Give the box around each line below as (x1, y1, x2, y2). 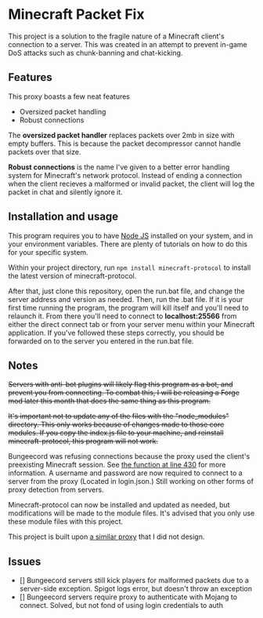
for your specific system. (8, 247, 88, 256)
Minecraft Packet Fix (8, 5, 145, 24)
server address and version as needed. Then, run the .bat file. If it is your (8, 294, 243, 304)
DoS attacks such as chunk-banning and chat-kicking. (8, 48, 183, 57)
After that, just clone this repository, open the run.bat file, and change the (8, 286, 245, 296)
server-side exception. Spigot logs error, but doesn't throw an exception (19, 584, 253, 594)
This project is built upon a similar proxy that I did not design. (8, 532, 205, 542)
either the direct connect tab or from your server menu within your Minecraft (8, 319, 255, 329)
